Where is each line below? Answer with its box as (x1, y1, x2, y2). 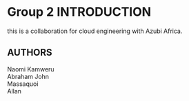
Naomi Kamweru (7, 65, 54, 73)
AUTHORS (7, 47, 53, 58)
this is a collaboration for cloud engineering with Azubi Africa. (7, 27, 183, 35)
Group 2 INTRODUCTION (7, 4, 152, 20)
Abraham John (7, 72, 50, 80)
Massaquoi (7, 80, 39, 88)
